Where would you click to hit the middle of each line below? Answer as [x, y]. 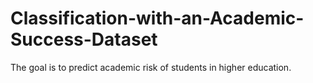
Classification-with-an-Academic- [157, 18]
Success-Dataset [84, 39]
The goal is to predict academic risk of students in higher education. [151, 67]
